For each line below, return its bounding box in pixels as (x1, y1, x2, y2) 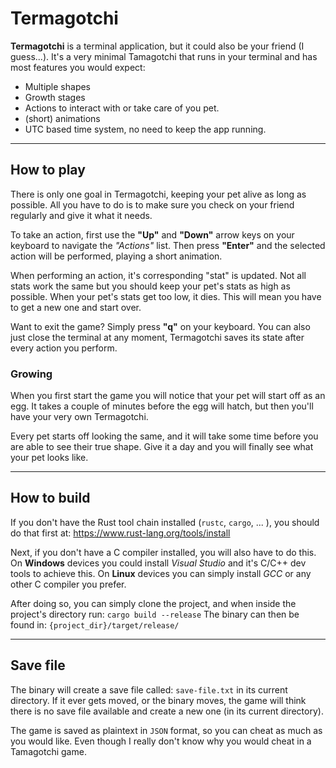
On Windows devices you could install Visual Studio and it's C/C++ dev (10, 557, 307, 569)
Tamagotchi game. (10, 745, 87, 757)
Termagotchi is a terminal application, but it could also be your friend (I (10, 40, 305, 52)
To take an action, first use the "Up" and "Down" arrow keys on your (10, 228, 295, 241)
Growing (10, 367, 53, 381)
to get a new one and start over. (10, 301, 142, 313)
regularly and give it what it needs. (10, 209, 153, 221)
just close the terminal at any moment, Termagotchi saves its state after (10, 331, 305, 343)
